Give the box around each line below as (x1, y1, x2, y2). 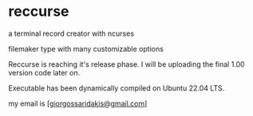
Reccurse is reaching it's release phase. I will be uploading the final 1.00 (8, 59, 245, 69)
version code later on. (8, 68, 81, 77)
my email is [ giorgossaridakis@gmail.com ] (8, 99, 148, 108)
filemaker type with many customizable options (8, 44, 164, 53)
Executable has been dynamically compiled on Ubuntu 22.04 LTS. (8, 83, 225, 93)
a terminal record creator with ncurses (8, 29, 134, 38)
